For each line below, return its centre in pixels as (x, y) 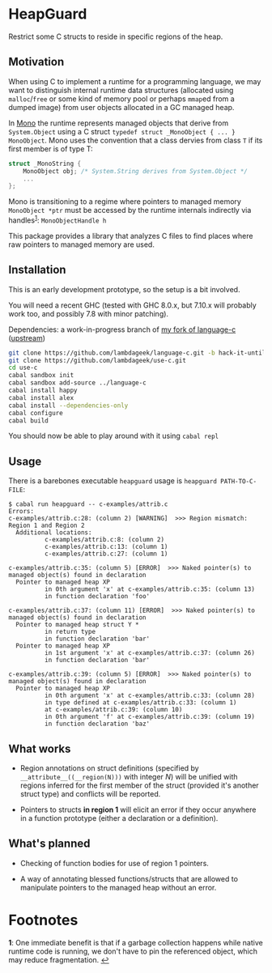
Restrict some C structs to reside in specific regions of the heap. (116, 36)
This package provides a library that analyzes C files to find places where (131, 236)
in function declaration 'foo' (97, 597)
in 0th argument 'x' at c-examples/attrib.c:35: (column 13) (149, 589)
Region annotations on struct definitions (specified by (110, 768)
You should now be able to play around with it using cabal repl (114, 436)
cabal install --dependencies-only (68, 406)
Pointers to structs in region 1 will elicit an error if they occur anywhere (138, 809)
